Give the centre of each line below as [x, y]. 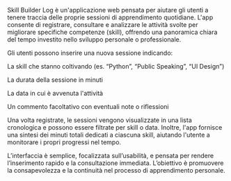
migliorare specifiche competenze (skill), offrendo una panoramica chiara [112, 32]
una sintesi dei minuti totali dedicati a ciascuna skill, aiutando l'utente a [109, 135]
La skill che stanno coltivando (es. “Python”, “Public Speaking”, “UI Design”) [116, 66]
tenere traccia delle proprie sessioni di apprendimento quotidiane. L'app [110, 17]
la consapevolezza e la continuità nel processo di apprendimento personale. [116, 170]
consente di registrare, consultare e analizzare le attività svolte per [103, 25]
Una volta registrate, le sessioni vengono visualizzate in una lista [100, 120]
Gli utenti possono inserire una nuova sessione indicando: [90, 53]
